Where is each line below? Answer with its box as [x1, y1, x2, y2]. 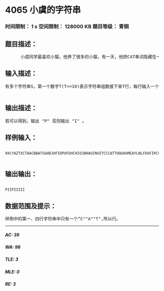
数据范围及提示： [5, 201, 57, 210]
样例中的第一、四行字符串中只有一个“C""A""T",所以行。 [5, 216, 121, 222]
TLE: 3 [5, 256, 19, 262]
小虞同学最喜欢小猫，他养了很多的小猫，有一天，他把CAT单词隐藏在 [20, 54, 157, 59]
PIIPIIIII [5, 187, 25, 192]
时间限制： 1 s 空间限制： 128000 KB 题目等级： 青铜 [5, 23, 129, 30]
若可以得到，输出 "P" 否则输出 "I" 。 [5, 118, 87, 124]
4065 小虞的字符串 [5, 4, 82, 16]
